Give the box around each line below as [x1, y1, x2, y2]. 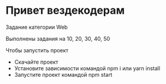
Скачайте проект [14, 58, 58, 65]
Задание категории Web [5, 23, 68, 31]
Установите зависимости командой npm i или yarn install [14, 64, 161, 72]
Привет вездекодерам [5, 4, 125, 17]
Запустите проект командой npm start [14, 71, 112, 78]
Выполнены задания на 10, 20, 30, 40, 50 [5, 35, 111, 42]
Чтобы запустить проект [5, 46, 69, 54]
